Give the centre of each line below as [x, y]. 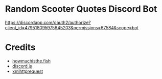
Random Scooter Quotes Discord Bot [81, 9]
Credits [20, 48]
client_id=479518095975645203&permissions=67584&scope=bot [72, 27]
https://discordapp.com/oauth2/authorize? [48, 22]
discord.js [22, 66]
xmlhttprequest [27, 71]
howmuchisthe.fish [31, 61]
